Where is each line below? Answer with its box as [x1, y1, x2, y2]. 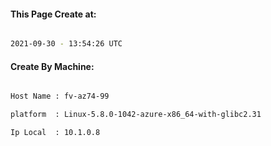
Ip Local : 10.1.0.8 [10, 128, 101, 138]
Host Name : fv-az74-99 [10, 91, 110, 102]
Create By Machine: [10, 60, 95, 72]
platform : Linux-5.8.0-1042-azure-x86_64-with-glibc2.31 [10, 110, 262, 120]
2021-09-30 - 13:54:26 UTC [10, 39, 123, 49]
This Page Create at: [10, 8, 97, 20]
